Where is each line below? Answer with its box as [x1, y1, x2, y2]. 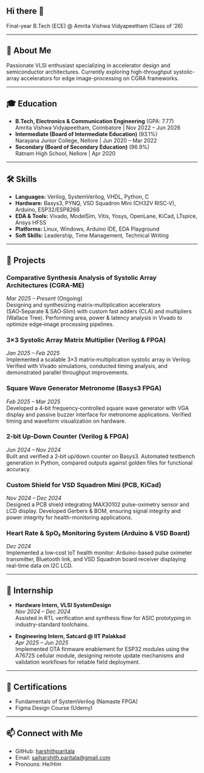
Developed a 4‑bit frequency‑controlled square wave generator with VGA [6, 404, 189, 412]
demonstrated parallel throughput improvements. [6, 369, 129, 376]
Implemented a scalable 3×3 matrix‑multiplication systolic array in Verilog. [6, 356, 192, 363]
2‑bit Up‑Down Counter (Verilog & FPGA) [6, 432, 129, 441]
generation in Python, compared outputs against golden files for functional [6, 459, 193, 466]
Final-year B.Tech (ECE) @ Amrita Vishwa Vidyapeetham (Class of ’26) [6, 22, 183, 29]
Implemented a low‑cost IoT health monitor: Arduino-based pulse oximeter [6, 549, 192, 556]
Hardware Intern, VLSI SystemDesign [15, 602, 111, 609]
